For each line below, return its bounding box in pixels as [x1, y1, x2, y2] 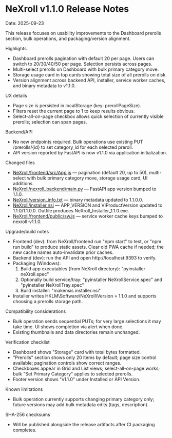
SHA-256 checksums [5, 411, 50, 417]
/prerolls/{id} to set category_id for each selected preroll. [12, 144, 133, 150]
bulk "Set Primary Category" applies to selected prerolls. [12, 370, 133, 377]
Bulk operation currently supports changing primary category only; [12, 396, 155, 402]
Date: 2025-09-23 [5, 20, 44, 26]
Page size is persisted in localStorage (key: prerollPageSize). [12, 102, 141, 108]
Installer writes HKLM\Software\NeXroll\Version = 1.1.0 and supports [12, 293, 157, 299]
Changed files [5, 160, 35, 166]
